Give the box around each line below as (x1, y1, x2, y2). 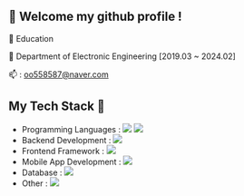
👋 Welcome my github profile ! (8, 9, 182, 24)
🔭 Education (8, 33, 54, 44)
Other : (21, 178, 48, 189)
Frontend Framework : (21, 145, 105, 156)
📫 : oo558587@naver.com (8, 69, 110, 80)
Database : (21, 167, 63, 178)
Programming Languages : (21, 123, 122, 134)
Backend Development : (21, 134, 112, 145)
